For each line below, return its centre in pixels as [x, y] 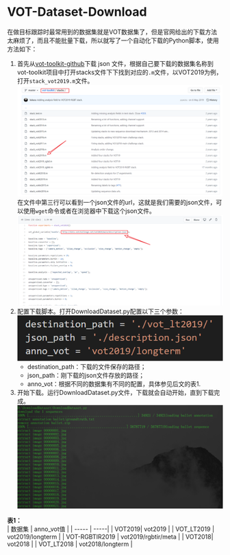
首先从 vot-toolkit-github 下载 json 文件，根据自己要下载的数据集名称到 [115, 63]
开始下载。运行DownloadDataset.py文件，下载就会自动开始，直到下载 [115, 393]
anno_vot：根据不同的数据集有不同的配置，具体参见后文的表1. [114, 384]
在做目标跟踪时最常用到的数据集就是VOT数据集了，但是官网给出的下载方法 [112, 32]
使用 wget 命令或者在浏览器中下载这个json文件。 [89, 211]
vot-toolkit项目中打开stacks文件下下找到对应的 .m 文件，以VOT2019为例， [119, 72]
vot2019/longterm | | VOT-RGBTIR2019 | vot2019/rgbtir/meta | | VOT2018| [110, 536]
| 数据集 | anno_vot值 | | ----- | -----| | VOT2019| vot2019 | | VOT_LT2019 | [111, 529]
